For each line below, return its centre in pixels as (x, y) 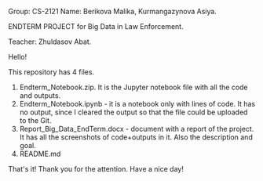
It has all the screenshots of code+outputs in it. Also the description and (136, 137)
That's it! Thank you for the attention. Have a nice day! (96, 169)
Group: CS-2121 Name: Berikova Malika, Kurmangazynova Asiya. (113, 11)
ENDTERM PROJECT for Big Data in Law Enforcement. (96, 26)
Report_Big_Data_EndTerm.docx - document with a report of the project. (137, 129)
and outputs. (40, 96)
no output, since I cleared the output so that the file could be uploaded (133, 112)
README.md (40, 154)
